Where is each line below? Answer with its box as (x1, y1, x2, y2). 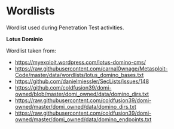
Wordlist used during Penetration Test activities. (6, 24, 124, 31)
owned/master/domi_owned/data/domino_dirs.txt (14, 103, 136, 110)
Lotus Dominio (6, 35, 43, 42)
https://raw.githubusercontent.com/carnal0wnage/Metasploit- (14, 64, 168, 72)
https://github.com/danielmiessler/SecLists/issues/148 (14, 78, 149, 85)
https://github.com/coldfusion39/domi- (14, 84, 112, 91)
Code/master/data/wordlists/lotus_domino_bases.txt (14, 71, 144, 78)
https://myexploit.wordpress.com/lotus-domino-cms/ (14, 59, 146, 66)
